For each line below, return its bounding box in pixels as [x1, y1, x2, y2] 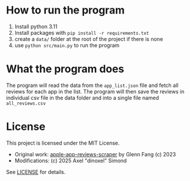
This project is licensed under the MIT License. [6, 139, 120, 146]
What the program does [6, 62, 125, 76]
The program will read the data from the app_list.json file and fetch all [6, 82, 179, 89]
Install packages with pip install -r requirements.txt [14, 29, 149, 36]
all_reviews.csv [6, 100, 46, 106]
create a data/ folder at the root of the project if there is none [14, 35, 164, 42]
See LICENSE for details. [6, 168, 66, 175]
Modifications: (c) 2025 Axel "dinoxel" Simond [14, 157, 127, 164]
